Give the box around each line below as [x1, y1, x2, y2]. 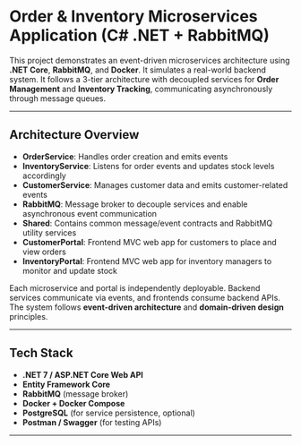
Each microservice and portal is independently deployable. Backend [9, 282, 261, 293]
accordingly [21, 170, 67, 181]
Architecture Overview [9, 127, 140, 142]
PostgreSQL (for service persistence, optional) [21, 407, 195, 418]
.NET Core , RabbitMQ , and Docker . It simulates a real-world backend [9, 64, 267, 75]
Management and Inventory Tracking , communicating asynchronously [9, 83, 273, 94]
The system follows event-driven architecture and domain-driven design [9, 302, 284, 312]
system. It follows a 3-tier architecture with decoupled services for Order [9, 73, 279, 84]
